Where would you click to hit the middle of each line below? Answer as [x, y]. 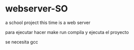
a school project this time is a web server [48, 22]
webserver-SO [37, 9]
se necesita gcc [22, 42]
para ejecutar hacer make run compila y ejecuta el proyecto [67, 32]
